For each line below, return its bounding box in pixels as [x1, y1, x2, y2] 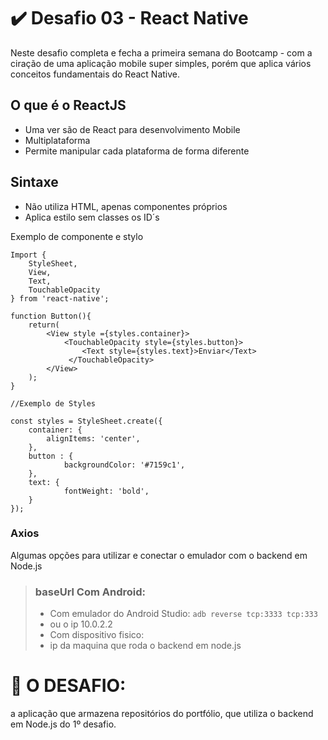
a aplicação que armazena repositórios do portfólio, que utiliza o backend [10, 708, 314, 720]
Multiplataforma [24, 134, 91, 146]
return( [28, 320, 60, 330]
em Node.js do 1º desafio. [10, 718, 117, 730]
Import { [10, 250, 47, 260]
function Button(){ [10, 311, 92, 321]
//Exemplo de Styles [10, 398, 97, 409]
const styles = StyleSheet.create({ [10, 416, 163, 426]
